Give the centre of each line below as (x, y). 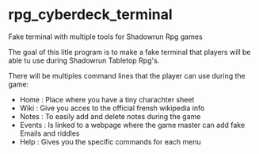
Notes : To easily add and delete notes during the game (110, 116)
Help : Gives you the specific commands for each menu (110, 141)
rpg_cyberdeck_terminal (90, 15)
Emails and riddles (50, 133)
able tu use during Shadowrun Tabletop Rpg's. (84, 60)
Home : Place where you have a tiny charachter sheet (107, 99)
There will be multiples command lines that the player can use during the (127, 75)
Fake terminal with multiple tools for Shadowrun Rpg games (106, 37)
